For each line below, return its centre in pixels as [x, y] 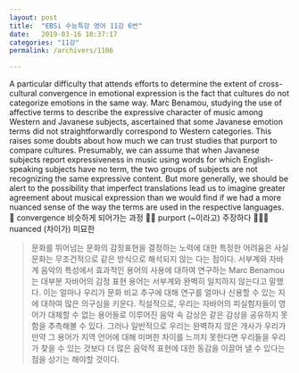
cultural [23, 94]
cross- [270, 84]
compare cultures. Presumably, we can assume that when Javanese [135, 150]
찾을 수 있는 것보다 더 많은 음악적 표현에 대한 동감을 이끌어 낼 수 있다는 [163, 348]
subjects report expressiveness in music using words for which [125, 160]
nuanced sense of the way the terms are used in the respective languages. [147, 207]
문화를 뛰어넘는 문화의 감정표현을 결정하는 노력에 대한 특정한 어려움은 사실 [160, 248]
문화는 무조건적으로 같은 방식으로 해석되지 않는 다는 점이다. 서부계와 [149, 259]
